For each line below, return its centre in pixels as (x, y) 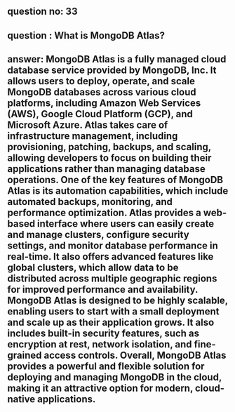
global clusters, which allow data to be (93, 268)
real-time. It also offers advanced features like (110, 257)
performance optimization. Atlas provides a (104, 213)
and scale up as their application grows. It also (111, 323)
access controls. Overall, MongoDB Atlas (135, 355)
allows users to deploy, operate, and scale (101, 81)
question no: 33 (42, 12)
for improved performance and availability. (103, 290)
